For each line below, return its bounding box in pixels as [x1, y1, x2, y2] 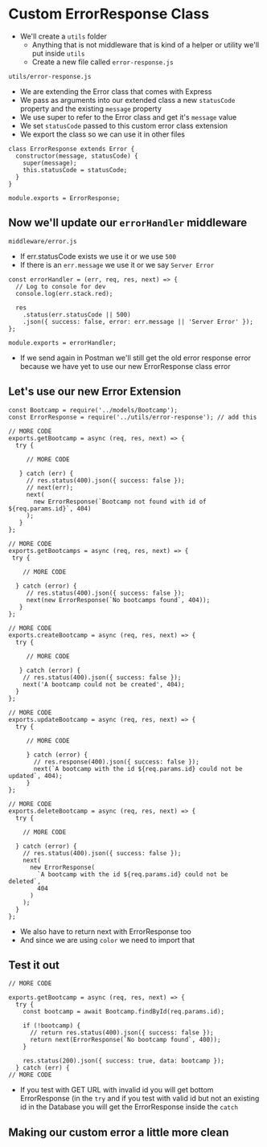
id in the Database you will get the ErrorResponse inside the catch [19, 1102, 239, 1112]
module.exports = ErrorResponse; [8, 194, 121, 202]
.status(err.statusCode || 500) [23, 310, 131, 318]
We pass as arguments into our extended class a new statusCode [19, 95, 236, 104]
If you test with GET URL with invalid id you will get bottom [19, 1085, 214, 1095]
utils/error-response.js [8, 72, 92, 80]
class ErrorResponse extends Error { [8, 145, 135, 153]
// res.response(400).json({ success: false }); [33, 757, 199, 766]
